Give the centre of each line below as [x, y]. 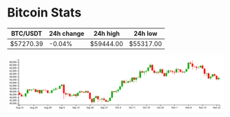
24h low [145, 34]
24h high [107, 34]
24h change [67, 34]
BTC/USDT [27, 34]
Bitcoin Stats [44, 13]
